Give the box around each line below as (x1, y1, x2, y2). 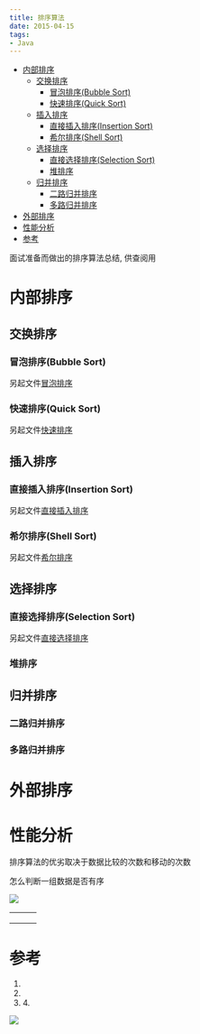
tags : (9, 30, 30, 39)
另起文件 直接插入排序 (9, 505, 88, 516)
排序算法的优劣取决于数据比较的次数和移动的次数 (9, 856, 191, 867)
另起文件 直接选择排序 (9, 632, 88, 643)
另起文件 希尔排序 (9, 552, 73, 563)
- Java (9, 38, 34, 48)
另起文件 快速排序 (9, 425, 73, 436)
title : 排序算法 (9, 13, 65, 23)
